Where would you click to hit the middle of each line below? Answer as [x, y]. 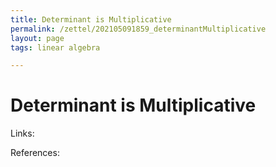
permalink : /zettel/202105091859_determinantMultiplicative [138, 29]
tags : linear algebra [55, 47]
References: [35, 153]
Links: [22, 133]
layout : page [37, 38]
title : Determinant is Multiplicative [91, 19]
